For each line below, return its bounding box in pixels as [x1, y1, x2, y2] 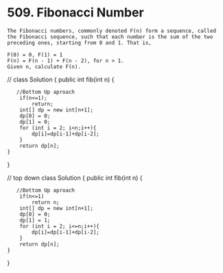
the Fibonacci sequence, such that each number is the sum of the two [7, 33, 213, 40]
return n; [32, 198, 60, 206]
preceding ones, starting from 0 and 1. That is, [7, 39, 152, 46]
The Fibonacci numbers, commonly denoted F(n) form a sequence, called [7, 27, 216, 34]
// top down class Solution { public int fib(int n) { [7, 173, 143, 182]
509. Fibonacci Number [7, 5, 144, 21]
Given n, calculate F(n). [7, 63, 81, 70]
